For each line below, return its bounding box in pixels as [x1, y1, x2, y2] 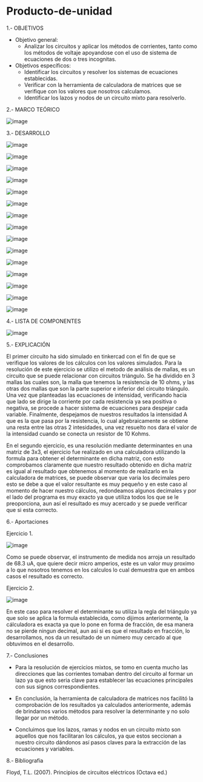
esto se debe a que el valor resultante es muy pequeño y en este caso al [6, 480, 188, 488]
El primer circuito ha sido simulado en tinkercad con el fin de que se [6, 352, 176, 360]
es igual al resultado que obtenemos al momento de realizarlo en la [6, 467, 174, 474]
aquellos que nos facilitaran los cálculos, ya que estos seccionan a [15, 732, 182, 740]
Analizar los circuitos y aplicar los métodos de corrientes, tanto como [24, 42, 198, 50]
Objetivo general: [15, 36, 59, 43]
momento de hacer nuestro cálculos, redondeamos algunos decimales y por [6, 487, 197, 494]
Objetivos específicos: [15, 62, 71, 69]
